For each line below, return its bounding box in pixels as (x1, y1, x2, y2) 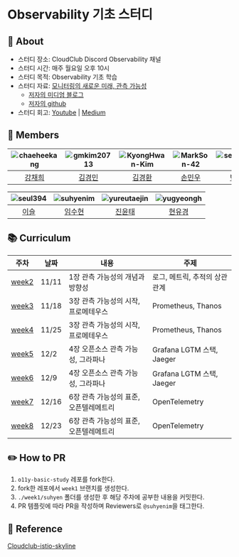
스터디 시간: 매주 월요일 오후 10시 (17, 64, 110, 72)
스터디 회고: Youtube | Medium (17, 108, 106, 117)
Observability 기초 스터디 (7, 6, 153, 23)
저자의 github (28, 99, 66, 107)
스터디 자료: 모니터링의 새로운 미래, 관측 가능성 (17, 82, 147, 90)
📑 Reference (7, 523, 63, 535)
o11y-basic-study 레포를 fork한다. (17, 475, 115, 484)
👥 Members (7, 129, 60, 141)
